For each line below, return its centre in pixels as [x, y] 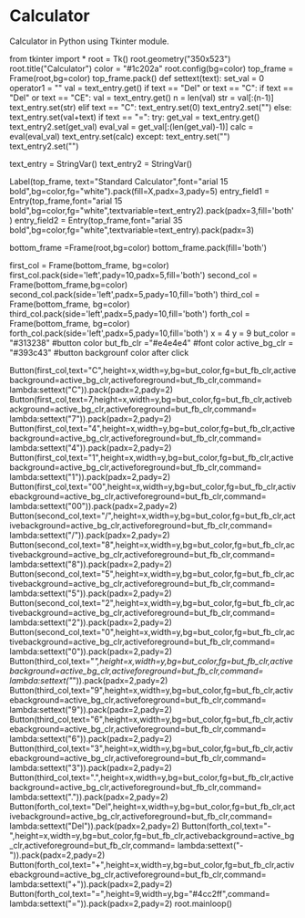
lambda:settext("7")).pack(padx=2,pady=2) [91, 418]
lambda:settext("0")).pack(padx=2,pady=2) [91, 651]
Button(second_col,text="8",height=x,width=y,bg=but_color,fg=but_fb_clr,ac [152, 545]
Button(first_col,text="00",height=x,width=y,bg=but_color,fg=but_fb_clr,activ [153, 486]
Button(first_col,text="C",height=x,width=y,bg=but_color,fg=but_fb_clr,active [153, 370]
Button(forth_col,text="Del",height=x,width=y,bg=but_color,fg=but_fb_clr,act [152, 806]
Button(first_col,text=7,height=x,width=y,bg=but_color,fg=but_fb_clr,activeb [151, 399]
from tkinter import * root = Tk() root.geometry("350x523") [120, 58]
